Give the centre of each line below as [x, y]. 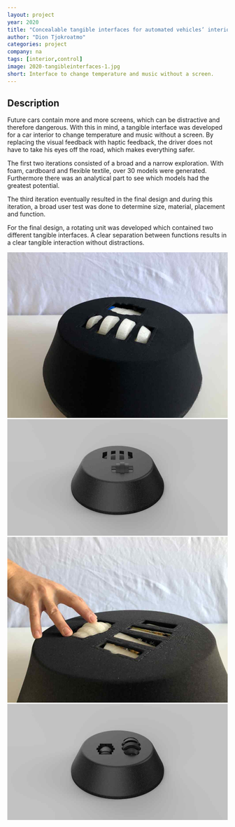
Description [33, 103]
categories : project [37, 45]
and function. [27, 214]
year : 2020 [23, 22]
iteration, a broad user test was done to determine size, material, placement [116, 207]
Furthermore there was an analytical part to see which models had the [108, 178]
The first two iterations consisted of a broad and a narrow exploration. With [115, 163]
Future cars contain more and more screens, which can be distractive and [114, 120]
